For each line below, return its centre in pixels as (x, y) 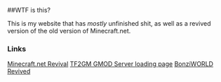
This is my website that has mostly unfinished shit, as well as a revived (109, 23)
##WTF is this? (29, 10)
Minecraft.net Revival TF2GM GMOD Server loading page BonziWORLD (110, 64)
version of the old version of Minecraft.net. (69, 31)
